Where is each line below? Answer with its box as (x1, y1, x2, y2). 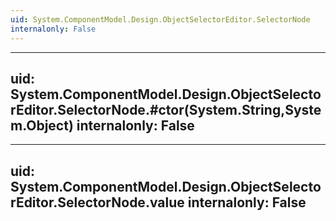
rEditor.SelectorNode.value (10, 194, 185, 211)
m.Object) (10, 117, 74, 134)
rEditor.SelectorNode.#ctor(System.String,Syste (10, 101, 322, 118)
